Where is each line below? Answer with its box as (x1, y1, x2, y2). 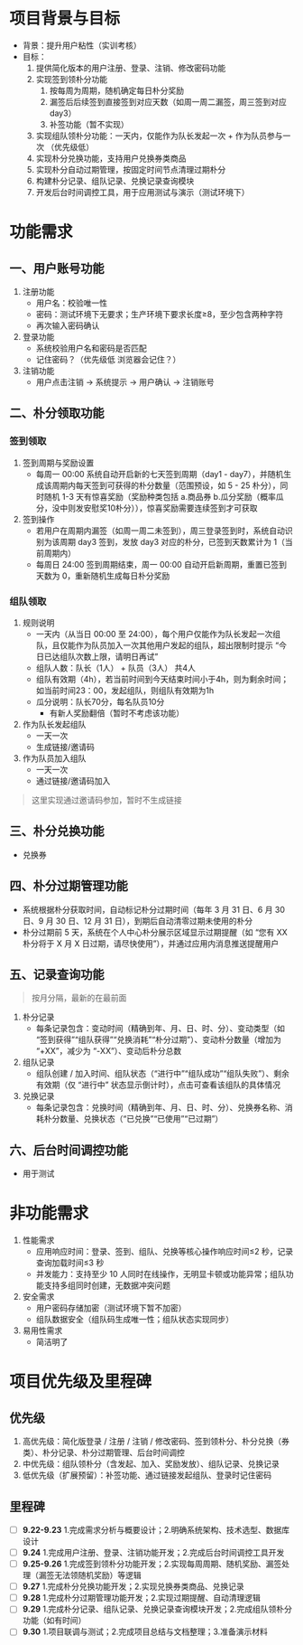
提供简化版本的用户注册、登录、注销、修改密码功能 (35, 62, 226, 73)
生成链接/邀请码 (35, 741, 95, 752)
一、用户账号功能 (9, 260, 105, 276)
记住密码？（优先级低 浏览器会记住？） (35, 353, 181, 364)
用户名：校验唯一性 (35, 297, 108, 308)
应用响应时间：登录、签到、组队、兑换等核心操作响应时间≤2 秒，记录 (35, 1246, 294, 1257)
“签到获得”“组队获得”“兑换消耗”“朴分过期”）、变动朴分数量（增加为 (35, 1034, 281, 1045)
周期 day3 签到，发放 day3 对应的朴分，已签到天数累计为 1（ (60, 536, 286, 547)
